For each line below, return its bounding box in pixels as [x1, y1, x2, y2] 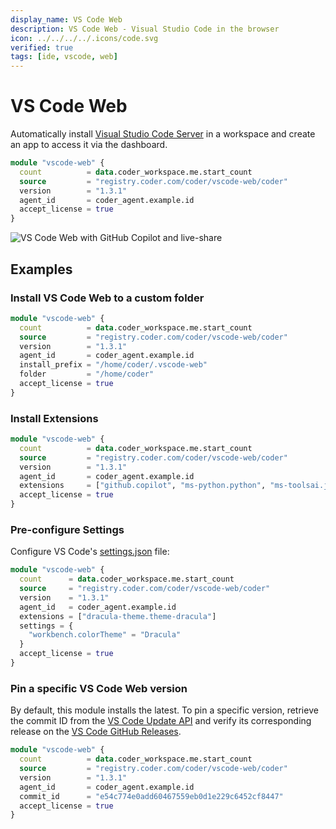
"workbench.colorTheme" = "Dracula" [28, 630, 182, 640]
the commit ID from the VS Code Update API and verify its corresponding [10, 715, 312, 727]
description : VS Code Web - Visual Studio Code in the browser [10, 24, 280, 34]
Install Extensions [10, 411, 99, 425]
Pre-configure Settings [10, 522, 125, 536]
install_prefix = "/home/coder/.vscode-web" [19, 360, 208, 370]
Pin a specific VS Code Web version [10, 681, 188, 695]
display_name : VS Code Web [10, 14, 123, 25]
